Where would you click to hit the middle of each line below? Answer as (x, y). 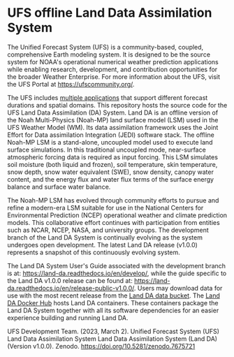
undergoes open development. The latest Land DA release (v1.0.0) (102, 245)
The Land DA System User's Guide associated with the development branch (116, 265)
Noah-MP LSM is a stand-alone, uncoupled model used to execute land (110, 142)
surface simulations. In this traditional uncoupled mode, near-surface (107, 150)
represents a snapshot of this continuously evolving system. (94, 252)
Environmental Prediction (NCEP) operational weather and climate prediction (117, 215)
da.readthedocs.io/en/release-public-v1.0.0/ (71, 288)
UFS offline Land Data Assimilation (110, 13)
